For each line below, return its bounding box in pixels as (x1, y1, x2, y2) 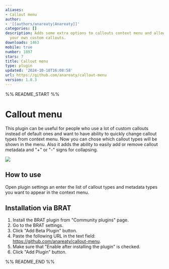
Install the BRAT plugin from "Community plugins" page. (12, 217, 129, 223)
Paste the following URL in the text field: (12, 233, 96, 239)
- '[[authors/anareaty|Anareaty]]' (5, 21, 80, 27)
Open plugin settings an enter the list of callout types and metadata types (5, 184, 157, 190)
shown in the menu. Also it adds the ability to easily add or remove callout (5, 141, 158, 147)
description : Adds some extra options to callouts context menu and (5, 31, 152, 36)
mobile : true (5, 45, 33, 50)
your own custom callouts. (10, 36, 66, 41)
